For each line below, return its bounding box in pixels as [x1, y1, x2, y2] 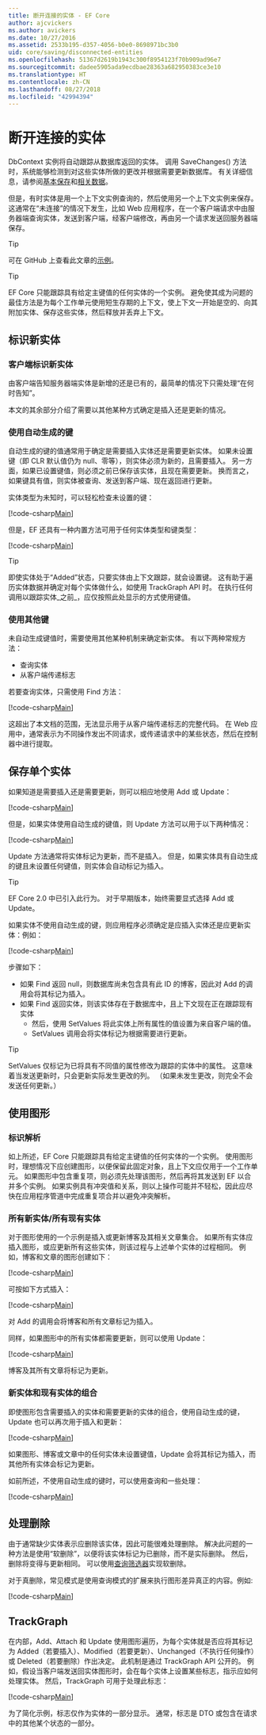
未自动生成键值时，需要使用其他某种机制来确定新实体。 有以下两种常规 [8, 633, 239, 643]
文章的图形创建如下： [42, 1252, 112, 1262]
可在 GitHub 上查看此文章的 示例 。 [8, 255, 119, 266]
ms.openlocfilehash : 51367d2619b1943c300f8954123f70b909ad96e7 [8, 56, 222, 64]
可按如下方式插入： [8, 1285, 71, 1294]
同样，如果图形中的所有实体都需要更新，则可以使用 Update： [8, 1333, 207, 1343]
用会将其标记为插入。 [19, 989, 89, 999]
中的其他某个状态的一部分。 [8, 1718, 99, 1728]
